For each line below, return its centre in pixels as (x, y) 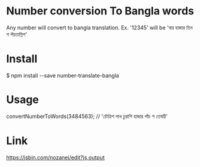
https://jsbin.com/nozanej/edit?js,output (55, 157)
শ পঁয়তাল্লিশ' (17, 34)
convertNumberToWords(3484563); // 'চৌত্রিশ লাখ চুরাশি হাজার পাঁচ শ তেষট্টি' (87, 116)
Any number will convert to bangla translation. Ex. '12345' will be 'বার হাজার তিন (99, 28)
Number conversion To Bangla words (100, 11)
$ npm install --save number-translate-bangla (63, 75)
